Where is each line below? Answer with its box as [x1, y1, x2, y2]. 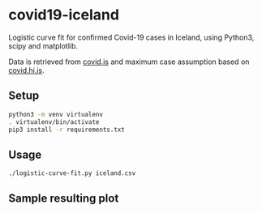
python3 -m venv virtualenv [8, 110, 104, 118]
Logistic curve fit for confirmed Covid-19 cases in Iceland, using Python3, [8, 32, 255, 42]
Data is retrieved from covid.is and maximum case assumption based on [8, 57, 250, 66]
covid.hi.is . [8, 65, 45, 75]
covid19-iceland [8, 6, 120, 24]
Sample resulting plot [8, 192, 119, 206]
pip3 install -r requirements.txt [8, 126, 126, 134]
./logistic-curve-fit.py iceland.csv [8, 169, 136, 177]
